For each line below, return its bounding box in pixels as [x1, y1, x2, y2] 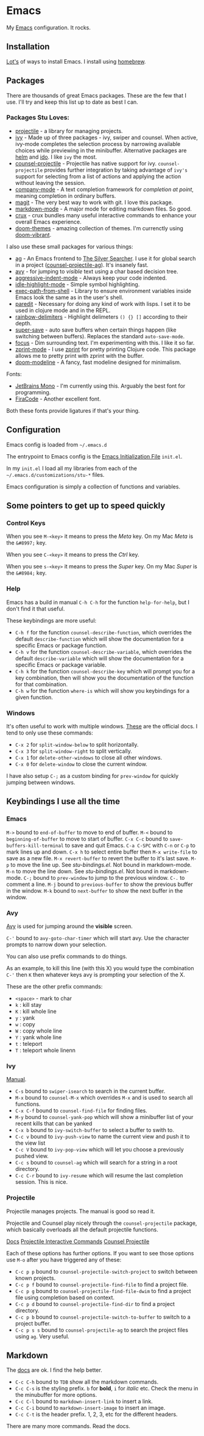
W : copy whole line [15, 1027, 63, 1034]
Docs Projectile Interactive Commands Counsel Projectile [6, 1238, 150, 1245]
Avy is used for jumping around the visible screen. [6, 923, 133, 930]
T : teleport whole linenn [15, 1046, 76, 1054]
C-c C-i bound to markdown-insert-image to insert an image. [15, 1404, 166, 1412]
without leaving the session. [15, 179, 86, 186]
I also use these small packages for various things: [6, 242, 133, 250]
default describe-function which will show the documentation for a [15, 635, 184, 642]
